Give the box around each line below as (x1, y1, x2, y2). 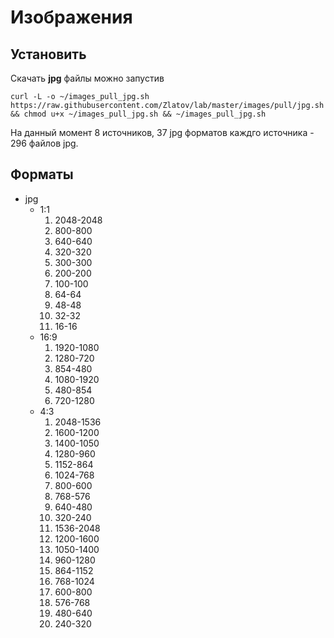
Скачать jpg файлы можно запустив (10, 72, 165, 84)
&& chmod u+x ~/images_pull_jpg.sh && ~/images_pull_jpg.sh (10, 109, 267, 119)
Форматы (10, 166, 74, 183)
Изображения (10, 6, 133, 29)
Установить (10, 46, 87, 63)
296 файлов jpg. (10, 137, 79, 149)
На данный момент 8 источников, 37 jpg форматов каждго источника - (10, 127, 315, 138)
